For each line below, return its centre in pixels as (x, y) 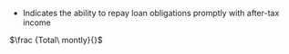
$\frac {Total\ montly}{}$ (56, 40)
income (37, 22)
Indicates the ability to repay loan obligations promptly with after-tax (151, 13)
